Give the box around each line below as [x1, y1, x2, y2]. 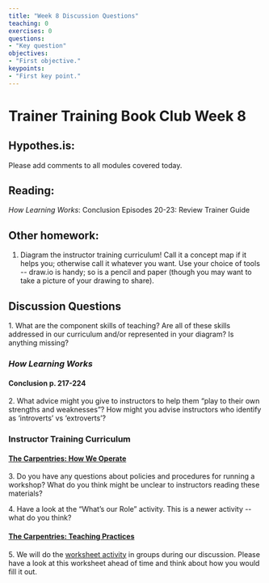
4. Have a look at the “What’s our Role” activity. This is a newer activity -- [8, 505, 252, 514]
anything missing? [8, 338, 69, 348]
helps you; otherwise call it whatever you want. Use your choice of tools [19, 259, 261, 268]
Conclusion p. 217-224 [8, 378, 86, 388]
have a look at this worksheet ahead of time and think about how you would [8, 558, 260, 568]
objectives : [8, 49, 48, 57]
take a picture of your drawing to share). [19, 276, 155, 285]
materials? [8, 488, 43, 498]
